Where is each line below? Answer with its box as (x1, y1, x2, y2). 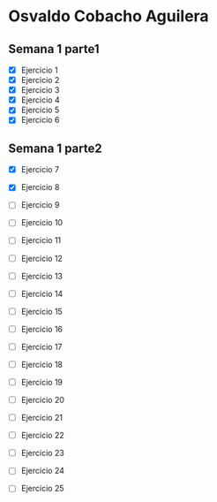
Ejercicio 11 (20, 235, 62, 246)
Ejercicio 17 (20, 341, 63, 352)
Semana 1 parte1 (8, 42, 100, 57)
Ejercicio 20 (20, 395, 65, 405)
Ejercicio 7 (20, 164, 59, 175)
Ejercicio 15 (20, 306, 63, 316)
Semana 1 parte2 (8, 141, 102, 156)
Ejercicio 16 (20, 323, 64, 334)
